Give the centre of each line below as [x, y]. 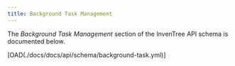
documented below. [36, 41]
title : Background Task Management [60, 14]
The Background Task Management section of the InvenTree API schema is [118, 34]
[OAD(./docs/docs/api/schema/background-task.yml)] [87, 55]
